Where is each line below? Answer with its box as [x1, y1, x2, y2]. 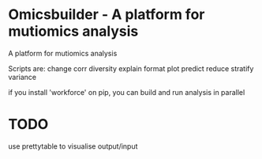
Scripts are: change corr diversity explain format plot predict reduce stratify [8, 63, 254, 73]
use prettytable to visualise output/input [8, 141, 138, 151]
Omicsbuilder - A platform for [8, 6, 205, 24]
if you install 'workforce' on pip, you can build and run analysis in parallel [8, 87, 245, 97]
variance [8, 72, 37, 81]
